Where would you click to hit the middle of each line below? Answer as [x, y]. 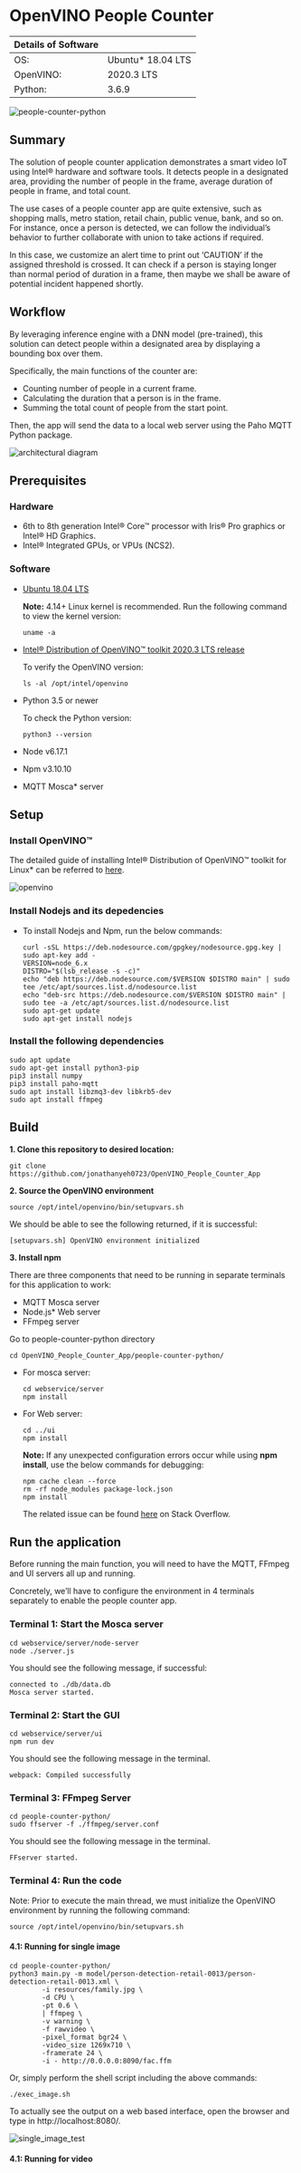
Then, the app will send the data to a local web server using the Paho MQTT [151, 425]
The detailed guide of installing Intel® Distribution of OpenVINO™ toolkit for [148, 861]
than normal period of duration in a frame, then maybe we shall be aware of [150, 274]
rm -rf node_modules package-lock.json [98, 1489]
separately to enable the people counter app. [94, 1601]
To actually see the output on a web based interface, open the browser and [150, 2111]
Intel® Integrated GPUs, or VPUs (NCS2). [99, 545]
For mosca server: [56, 1372]
